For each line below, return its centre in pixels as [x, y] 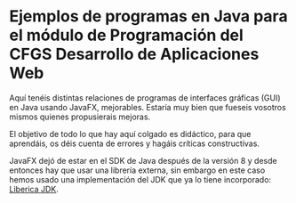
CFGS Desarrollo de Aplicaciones [134, 54]
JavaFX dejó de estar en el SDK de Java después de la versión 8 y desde [143, 160]
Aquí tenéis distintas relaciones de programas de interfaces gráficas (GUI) [145, 97]
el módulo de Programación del [127, 35]
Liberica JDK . [34, 189]
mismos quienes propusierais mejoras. [80, 117]
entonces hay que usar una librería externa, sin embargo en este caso [137, 170]
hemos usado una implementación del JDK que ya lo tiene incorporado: [140, 179]
